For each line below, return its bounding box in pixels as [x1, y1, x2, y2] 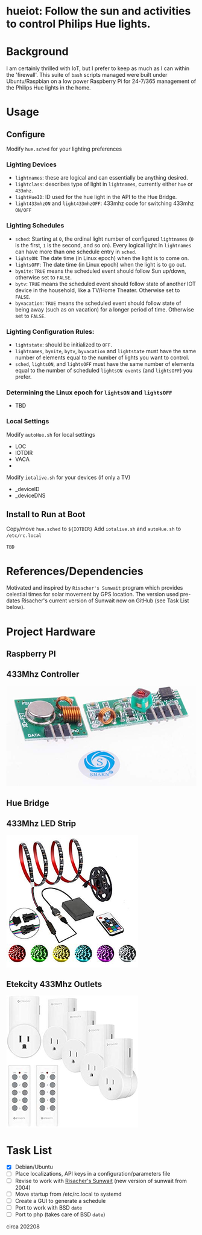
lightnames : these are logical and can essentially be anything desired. [14, 174, 188, 181]
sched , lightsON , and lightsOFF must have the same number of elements [14, 360, 195, 368]
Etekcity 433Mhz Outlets [6, 979, 103, 989]
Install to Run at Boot [6, 509, 86, 520]
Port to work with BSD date [14, 1204, 83, 1211]
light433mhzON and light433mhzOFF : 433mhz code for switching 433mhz [14, 200, 194, 207]
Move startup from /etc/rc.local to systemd [14, 1190, 122, 1198]
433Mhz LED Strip [6, 818, 77, 829]
